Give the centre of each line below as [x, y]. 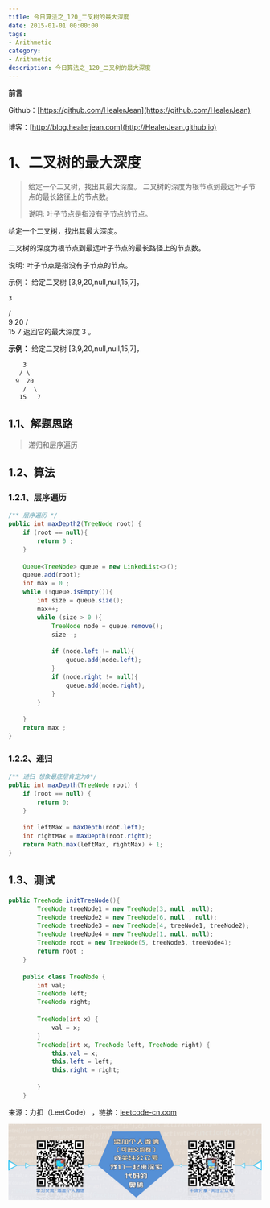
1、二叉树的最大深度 [75, 163]
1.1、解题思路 [41, 424]
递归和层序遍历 [53, 445]
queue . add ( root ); [52, 575]
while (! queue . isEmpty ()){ [68, 592]
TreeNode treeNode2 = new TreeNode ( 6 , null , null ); [127, 917]
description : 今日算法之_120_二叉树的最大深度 [80, 68]
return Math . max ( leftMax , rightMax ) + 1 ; [93, 845]
